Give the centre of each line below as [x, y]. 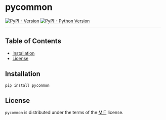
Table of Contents [33, 41]
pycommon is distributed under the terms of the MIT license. [64, 113]
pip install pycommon [27, 85]
